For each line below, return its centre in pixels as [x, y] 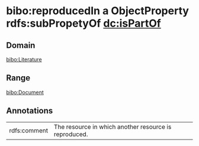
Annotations [30, 111]
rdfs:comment [29, 130]
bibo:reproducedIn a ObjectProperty [98, 11]
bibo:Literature [24, 59]
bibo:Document [25, 92]
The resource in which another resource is [113, 126]
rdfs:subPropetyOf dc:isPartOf [84, 23]
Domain [21, 45]
